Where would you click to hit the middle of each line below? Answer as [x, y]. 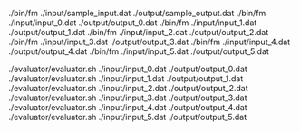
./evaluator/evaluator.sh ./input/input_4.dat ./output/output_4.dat [128, 107]
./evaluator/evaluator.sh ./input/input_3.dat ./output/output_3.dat [128, 98]
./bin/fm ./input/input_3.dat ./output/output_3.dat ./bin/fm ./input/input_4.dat [150, 42]
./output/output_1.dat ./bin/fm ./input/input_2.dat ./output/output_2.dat [139, 32]
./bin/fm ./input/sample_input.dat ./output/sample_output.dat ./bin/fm [137, 13]
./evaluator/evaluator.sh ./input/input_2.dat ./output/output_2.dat [128, 88]
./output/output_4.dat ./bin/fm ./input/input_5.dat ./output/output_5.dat [139, 51]
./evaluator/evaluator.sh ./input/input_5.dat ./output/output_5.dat [127, 117]
